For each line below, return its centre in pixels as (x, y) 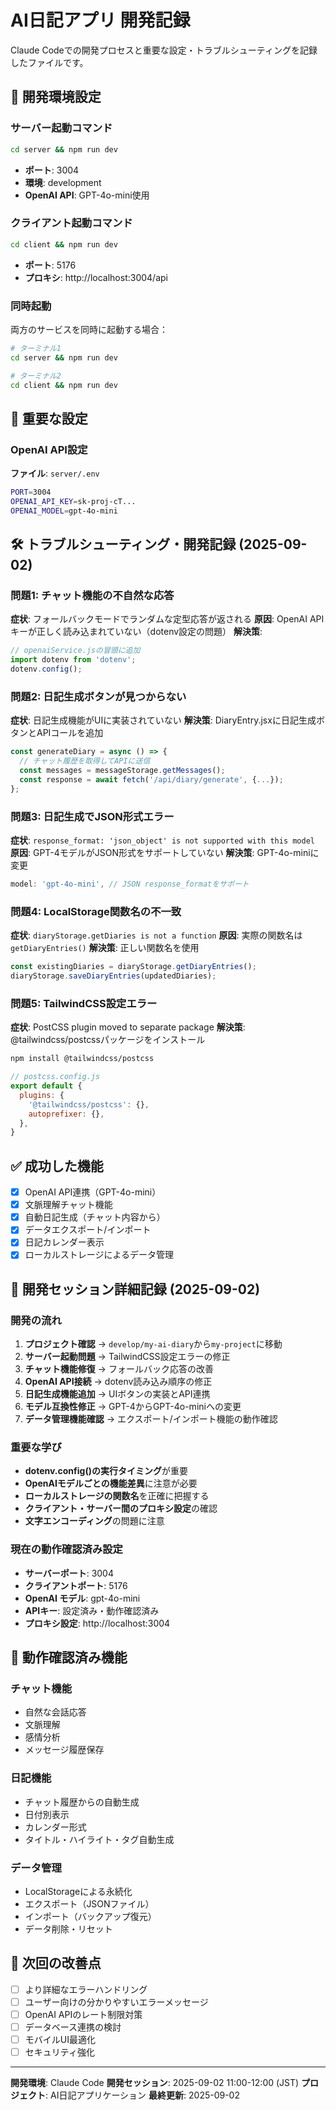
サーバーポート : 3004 (69, 1573)
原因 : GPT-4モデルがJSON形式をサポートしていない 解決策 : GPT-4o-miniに (165, 853)
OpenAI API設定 (49, 449)
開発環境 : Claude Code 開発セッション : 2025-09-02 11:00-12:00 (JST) (155, 2083)
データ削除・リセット (68, 1929)
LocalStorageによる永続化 (78, 1892)
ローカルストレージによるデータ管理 (99, 1255)
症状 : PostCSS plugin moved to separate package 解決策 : (128, 1027)
